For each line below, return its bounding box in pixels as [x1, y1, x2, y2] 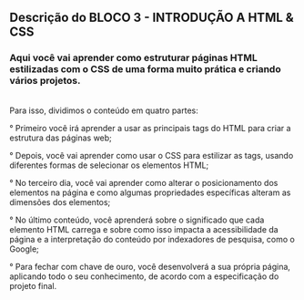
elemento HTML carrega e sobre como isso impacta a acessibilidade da [9, 223, 279, 234]
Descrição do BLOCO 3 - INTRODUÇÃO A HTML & [9, 10, 294, 26]
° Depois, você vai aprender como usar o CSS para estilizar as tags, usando [9, 150, 294, 160]
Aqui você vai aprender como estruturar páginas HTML [9, 52, 258, 65]
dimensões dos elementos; [9, 196, 111, 207]
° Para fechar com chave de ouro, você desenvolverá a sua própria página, [9, 261, 291, 272]
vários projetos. [9, 75, 81, 88]
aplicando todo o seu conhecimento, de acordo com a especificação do [9, 271, 279, 282]
